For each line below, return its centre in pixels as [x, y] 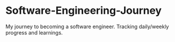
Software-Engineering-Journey [84, 11]
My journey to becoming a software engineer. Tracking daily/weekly [87, 26]
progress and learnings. [34, 32]
